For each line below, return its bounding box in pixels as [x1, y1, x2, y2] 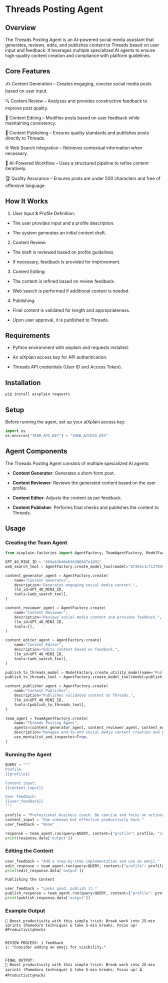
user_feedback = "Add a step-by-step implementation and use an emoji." [5, 858, 160, 863]
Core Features [5, 67, 50, 75]
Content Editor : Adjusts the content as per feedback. [12, 494, 122, 500]
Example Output [5, 907, 45, 914]
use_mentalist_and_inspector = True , [14, 734, 88, 739]
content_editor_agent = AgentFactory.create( [5, 637, 101, 643]
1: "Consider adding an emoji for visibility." [5, 945, 106, 950]
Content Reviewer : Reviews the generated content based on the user [12, 479, 156, 485]
